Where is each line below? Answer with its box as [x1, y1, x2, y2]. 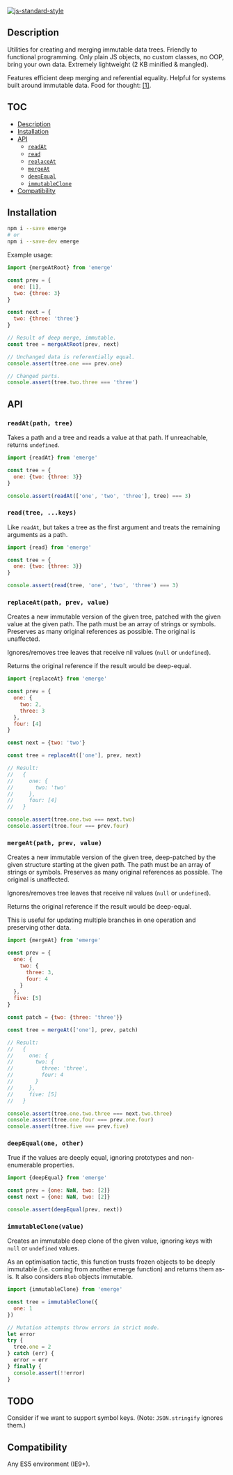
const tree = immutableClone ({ [7, 1299, 98, 1306]
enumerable [7, 1161, 42, 1170]
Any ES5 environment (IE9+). [7, 1460, 90, 1468]
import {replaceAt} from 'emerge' [7, 675, 108, 683]
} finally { [7, 1363, 42, 1370]
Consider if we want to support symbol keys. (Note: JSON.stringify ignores [7, 1414, 223, 1422]
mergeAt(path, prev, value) [7, 839, 102, 847]
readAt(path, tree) [7, 419, 73, 427]
